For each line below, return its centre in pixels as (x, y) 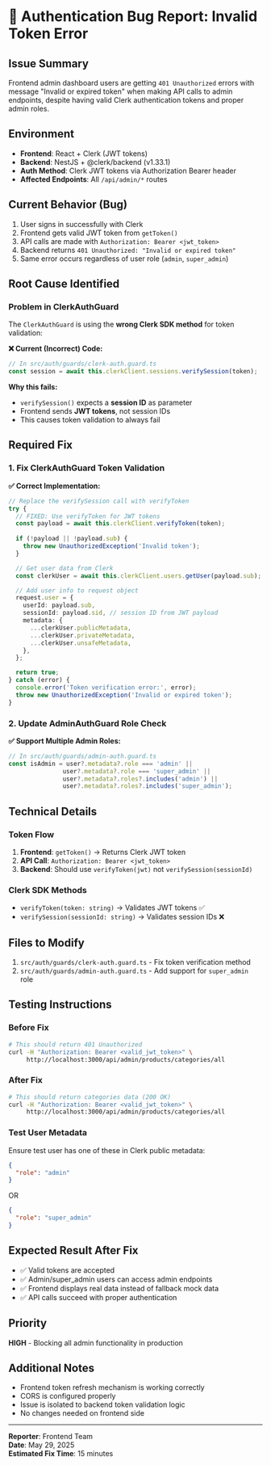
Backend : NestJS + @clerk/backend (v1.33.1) (95, 162)
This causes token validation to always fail (90, 420)
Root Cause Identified (64, 284)
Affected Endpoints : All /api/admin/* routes (94, 179)
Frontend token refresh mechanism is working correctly (112, 1387)
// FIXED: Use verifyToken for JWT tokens (88, 516)
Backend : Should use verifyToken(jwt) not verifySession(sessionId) (136, 869)
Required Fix (41, 445)
